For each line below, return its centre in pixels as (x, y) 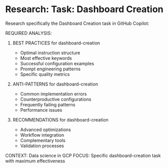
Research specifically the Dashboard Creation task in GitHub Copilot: (77, 23)
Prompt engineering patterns (50, 69)
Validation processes (42, 146)
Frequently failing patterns (48, 104)
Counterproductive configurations (56, 99)
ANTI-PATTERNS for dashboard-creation (55, 84)
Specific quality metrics (45, 74)
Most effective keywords (46, 58)
